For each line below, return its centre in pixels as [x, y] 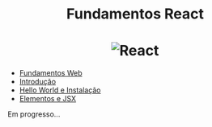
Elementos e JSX [48, 99]
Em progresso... [34, 114]
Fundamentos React [135, 14]
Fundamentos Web [51, 73]
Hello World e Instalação [60, 90]
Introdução [38, 82]
